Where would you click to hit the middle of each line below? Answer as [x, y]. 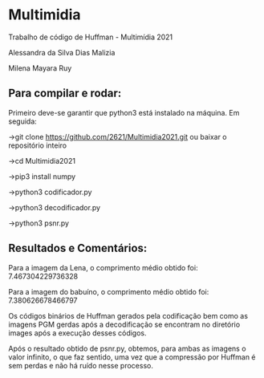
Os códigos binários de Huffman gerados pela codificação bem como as [128, 315]
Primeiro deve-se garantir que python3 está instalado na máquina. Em [124, 112]
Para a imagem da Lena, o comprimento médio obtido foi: [103, 267]
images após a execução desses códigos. [77, 333]
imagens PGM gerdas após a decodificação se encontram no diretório [124, 324]
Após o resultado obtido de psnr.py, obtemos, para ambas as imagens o [127, 348]
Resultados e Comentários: [78, 248]
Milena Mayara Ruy [40, 68]
